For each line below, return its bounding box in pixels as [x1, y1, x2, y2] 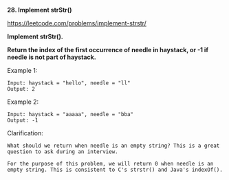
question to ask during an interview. [7, 148, 118, 155]
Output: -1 [7, 117, 39, 124]
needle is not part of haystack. [7, 53, 96, 61]
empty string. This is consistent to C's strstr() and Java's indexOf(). [7, 166, 223, 173]
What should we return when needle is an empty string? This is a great [7, 142, 220, 149]
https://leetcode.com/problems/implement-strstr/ [7, 19, 146, 27]
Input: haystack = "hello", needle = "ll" [7, 80, 131, 87]
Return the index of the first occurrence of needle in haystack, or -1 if [7, 46, 208, 54]
